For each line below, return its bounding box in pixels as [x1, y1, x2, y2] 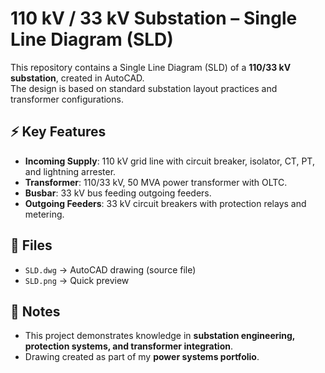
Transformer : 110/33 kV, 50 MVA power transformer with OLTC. [24, 176, 288, 188]
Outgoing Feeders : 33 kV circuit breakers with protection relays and [24, 197, 307, 209]
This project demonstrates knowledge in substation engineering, [24, 330, 296, 342]
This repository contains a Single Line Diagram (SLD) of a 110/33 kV [10, 61, 292, 73]
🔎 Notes [10, 303, 61, 320]
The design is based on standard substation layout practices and [10, 82, 278, 94]
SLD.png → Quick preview [24, 274, 130, 286]
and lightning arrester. [24, 165, 117, 177]
